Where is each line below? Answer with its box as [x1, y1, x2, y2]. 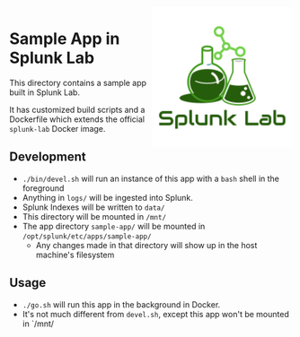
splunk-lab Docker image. [9, 123, 106, 134]
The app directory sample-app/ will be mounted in [22, 220, 206, 231]
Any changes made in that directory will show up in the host [35, 239, 258, 250]
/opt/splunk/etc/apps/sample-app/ [22, 231, 152, 241]
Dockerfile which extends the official [9, 114, 146, 125]
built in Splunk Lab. [9, 87, 81, 98]
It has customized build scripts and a [9, 104, 146, 115]
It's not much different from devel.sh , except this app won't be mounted [22, 308, 289, 319]
